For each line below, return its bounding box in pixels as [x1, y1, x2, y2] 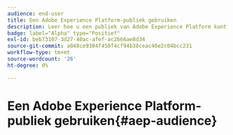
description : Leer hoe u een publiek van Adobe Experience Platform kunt [7, 23, 227, 30]
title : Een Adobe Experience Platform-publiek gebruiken [7, 17, 177, 24]
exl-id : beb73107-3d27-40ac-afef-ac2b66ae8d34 [7, 36, 146, 43]
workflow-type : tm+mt [7, 49, 71, 56]
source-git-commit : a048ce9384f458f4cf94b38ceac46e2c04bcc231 [7, 42, 192, 49]
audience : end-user [7, 10, 64, 17]
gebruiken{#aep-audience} [54, 113, 218, 129]
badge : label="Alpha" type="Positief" [7, 29, 120, 37]
